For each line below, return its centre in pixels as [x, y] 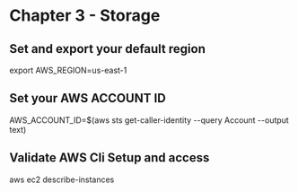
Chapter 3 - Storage [85, 16]
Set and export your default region [108, 49]
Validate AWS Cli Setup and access [110, 158]
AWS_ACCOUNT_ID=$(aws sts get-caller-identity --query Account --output [149, 120]
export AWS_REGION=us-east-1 [68, 70]
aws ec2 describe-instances [62, 179]
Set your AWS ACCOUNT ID [88, 98]
